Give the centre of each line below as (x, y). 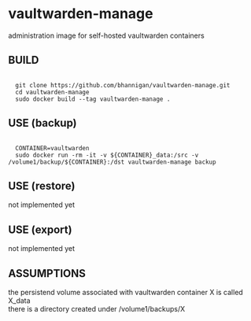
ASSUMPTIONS (47, 273)
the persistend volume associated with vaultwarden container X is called (126, 292)
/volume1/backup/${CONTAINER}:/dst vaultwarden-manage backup (112, 162)
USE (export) (40, 229)
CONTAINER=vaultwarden (52, 148)
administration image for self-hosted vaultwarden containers (106, 35)
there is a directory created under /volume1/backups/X (97, 309)
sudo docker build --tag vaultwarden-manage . (93, 99)
